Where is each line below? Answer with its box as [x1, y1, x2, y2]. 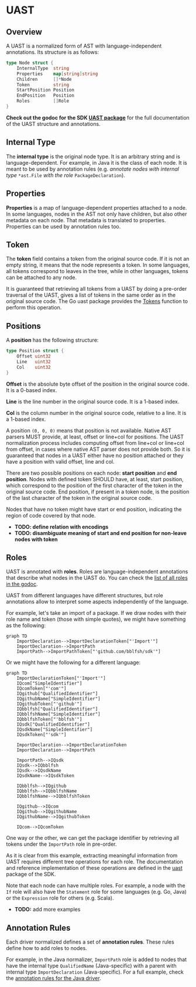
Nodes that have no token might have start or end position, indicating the [6, 505, 182, 513]
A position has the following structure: [6, 336, 99, 343]
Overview [6, 27, 43, 37]
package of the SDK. [6, 871, 56, 878]
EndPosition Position [16, 93, 75, 98]
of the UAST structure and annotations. [6, 120, 101, 127]
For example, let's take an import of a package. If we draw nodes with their [6, 610, 187, 617]
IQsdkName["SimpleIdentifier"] [16, 727, 93, 733]
